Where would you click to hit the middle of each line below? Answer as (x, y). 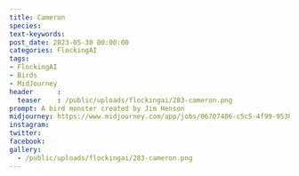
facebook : (28, 141)
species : (25, 26)
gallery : (25, 149)
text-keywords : (37, 34)
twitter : (25, 133)
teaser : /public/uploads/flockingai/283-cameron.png (125, 100)
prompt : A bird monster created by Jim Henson (97, 108)
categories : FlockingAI (53, 51)
